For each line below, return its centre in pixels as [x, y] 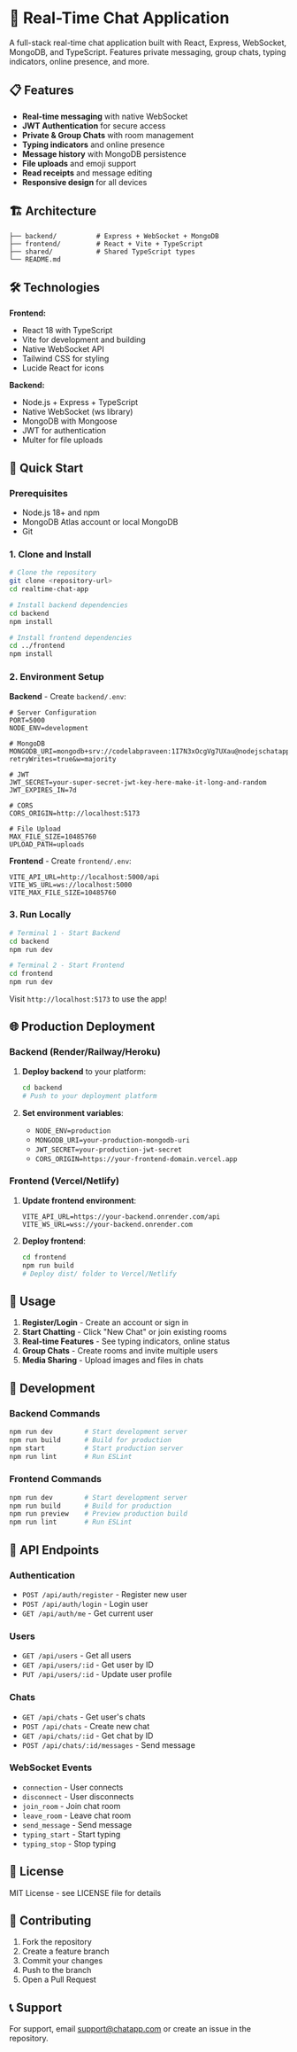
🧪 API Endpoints [54, 1550]
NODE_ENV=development [49, 728]
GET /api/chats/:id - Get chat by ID [88, 1736]
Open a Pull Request [59, 1979]
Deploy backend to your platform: [84, 1071]
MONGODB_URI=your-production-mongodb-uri [112, 1140]
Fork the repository [57, 1942]
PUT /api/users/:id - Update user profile [97, 1674]
